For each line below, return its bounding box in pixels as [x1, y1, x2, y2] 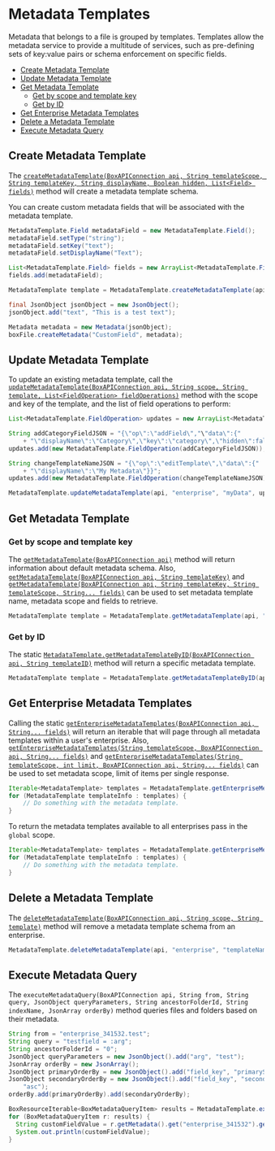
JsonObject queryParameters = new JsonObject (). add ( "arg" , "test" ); [8, 1053, 245, 1061]
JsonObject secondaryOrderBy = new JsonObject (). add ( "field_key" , [8, 1075, 238, 1083]
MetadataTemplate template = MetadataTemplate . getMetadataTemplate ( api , [8, 612, 260, 620]
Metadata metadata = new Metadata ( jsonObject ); [8, 323, 173, 331]
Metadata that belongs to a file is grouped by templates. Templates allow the [8, 32, 264, 41]
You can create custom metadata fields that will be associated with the [8, 202, 245, 211]
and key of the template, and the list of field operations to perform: [8, 399, 231, 409]
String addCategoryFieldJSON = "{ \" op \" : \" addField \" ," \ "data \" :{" [8, 429, 242, 438]
